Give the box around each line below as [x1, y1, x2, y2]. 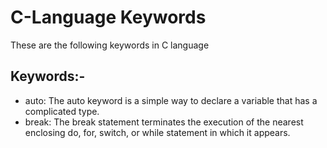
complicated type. [24, 105, 100, 117]
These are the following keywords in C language [10, 39, 210, 51]
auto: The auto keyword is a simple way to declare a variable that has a [24, 94, 318, 106]
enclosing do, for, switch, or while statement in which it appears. [24, 126, 291, 138]
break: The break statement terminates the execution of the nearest [24, 116, 304, 128]
